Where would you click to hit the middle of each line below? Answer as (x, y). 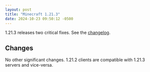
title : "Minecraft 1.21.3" (33, 14)
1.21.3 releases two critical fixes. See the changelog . (58, 33)
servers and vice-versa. (29, 65)
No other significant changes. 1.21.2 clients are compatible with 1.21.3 (75, 60)
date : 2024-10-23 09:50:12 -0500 (39, 19)
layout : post (18, 10)
